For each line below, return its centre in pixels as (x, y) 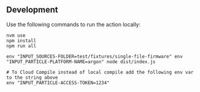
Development (32, 10)
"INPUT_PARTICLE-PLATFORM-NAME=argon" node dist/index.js (81, 62)
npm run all (21, 46)
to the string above (32, 78)
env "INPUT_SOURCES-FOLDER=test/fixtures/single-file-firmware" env (95, 57)
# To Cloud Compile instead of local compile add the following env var (100, 72)
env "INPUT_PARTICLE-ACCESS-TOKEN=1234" (58, 83)
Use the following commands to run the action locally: (74, 24)
